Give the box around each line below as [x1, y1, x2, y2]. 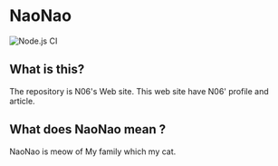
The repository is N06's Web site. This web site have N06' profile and [9, 85, 269, 96]
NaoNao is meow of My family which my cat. [9, 146, 177, 157]
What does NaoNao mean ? [9, 122, 167, 137]
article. [9, 95, 35, 106]
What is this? [9, 62, 85, 77]
